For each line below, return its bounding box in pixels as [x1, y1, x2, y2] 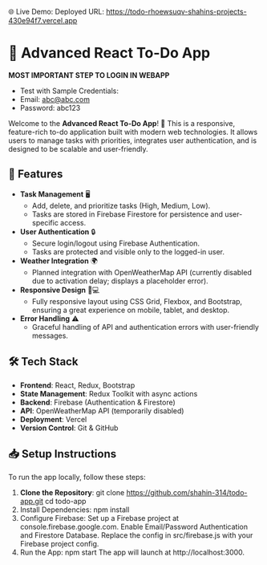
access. [59, 217, 87, 227]
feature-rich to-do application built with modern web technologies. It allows [8, 127, 258, 136]
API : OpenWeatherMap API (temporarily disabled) [19, 405, 184, 416]
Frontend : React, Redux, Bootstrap [19, 380, 136, 390]
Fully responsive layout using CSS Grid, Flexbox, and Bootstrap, [31, 296, 243, 306]
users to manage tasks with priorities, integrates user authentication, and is [8, 136, 257, 145]
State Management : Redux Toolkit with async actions [19, 388, 198, 398]
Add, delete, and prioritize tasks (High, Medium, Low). [31, 201, 211, 210]
